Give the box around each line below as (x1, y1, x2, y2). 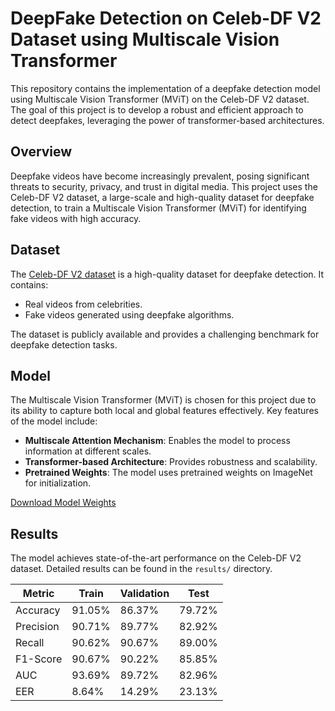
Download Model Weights (10, 497, 117, 509)
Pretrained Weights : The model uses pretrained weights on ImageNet (24, 467, 313, 479)
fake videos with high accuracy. (10, 212, 142, 224)
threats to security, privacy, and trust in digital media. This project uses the (10, 180, 318, 192)
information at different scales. (24, 445, 152, 457)
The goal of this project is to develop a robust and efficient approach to (10, 103, 304, 116)
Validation (119, 587, 170, 601)
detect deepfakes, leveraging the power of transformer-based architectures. (10, 114, 325, 126)
